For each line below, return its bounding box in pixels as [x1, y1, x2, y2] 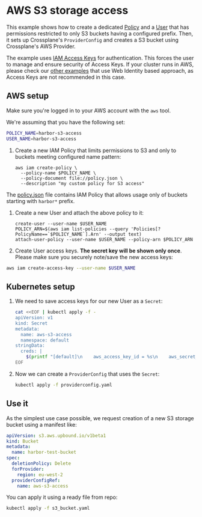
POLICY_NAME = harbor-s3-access [6, 130, 82, 136]
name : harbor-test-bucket [11, 449, 77, 456]
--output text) [104, 231, 142, 237]
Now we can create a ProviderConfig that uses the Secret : [14, 370, 160, 378]
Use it [6, 399, 28, 409]
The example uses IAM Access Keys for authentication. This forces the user [6, 54, 194, 61]
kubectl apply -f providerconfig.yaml [14, 382, 112, 388]
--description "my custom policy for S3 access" [20, 180, 145, 186]
